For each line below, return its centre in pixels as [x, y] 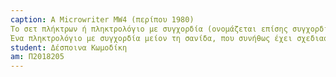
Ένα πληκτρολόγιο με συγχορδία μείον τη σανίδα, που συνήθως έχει [151, 38]
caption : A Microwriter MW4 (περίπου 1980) [102, 19]
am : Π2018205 [37, 57]
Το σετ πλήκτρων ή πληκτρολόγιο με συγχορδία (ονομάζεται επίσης [149, 29]
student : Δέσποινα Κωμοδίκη [69, 47]
